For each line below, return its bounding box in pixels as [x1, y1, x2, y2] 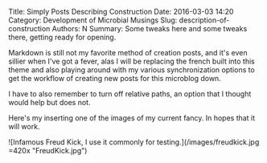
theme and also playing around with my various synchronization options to [8, 65, 255, 75]
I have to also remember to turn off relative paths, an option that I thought [8, 89, 252, 99]
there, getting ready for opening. [8, 32, 117, 42]
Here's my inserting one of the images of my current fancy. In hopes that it [8, 113, 256, 123]
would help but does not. [8, 98, 91, 107]
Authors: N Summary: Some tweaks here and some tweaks [51, 24, 248, 33]
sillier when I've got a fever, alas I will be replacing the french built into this [8, 56, 255, 66]
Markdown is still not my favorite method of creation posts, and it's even [8, 48, 248, 57]
